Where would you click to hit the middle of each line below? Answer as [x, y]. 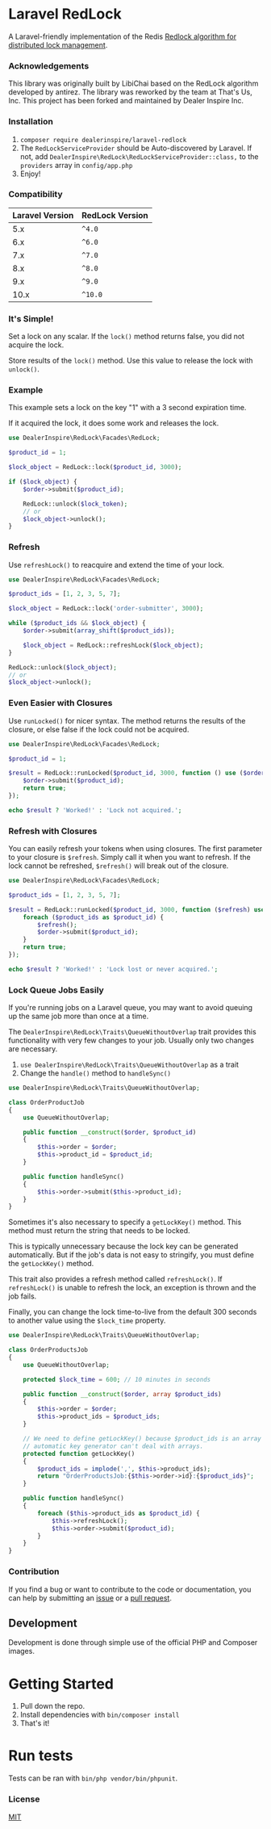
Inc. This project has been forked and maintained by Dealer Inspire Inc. [126, 101]
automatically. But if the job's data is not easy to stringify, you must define [131, 1255]
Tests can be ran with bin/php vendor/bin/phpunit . [93, 1778]
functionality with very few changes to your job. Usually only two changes [131, 1040]
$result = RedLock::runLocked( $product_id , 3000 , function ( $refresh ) [129, 909]
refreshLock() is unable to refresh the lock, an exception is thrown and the [132, 1288]
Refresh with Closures [53, 831]
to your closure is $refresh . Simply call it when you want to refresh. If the [130, 858]
